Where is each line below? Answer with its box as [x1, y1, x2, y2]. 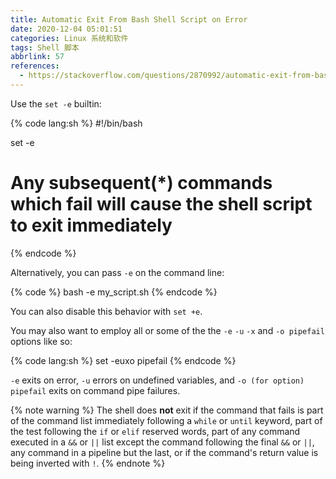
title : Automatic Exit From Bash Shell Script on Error [10, 14, 248, 25]
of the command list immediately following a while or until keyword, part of [10, 414, 323, 426]
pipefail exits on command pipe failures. [10, 384, 181, 396]
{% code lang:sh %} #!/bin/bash [10, 117, 143, 129]
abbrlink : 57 [10, 52, 65, 62]
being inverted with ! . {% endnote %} [10, 457, 166, 469]
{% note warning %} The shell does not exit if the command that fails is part [10, 404, 324, 416]
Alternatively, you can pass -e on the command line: [10, 266, 225, 278]
